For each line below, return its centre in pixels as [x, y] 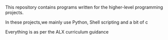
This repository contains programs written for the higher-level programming [84, 7]
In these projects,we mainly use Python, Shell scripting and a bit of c [77, 22]
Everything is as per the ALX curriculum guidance [57, 32]
